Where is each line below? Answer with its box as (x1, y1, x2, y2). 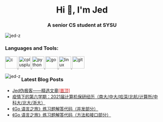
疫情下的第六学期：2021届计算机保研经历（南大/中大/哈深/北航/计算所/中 (12, 94, 158, 100)
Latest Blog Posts (21, 76, 63, 83)
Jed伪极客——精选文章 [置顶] (12, 87, 70, 94)
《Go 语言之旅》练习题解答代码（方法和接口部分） (12, 112, 111, 118)
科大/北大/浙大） (12, 100, 45, 106)
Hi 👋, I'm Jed (56, 4, 108, 16)
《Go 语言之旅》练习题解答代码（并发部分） (12, 106, 99, 112)
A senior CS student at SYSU (47, 22, 117, 29)
